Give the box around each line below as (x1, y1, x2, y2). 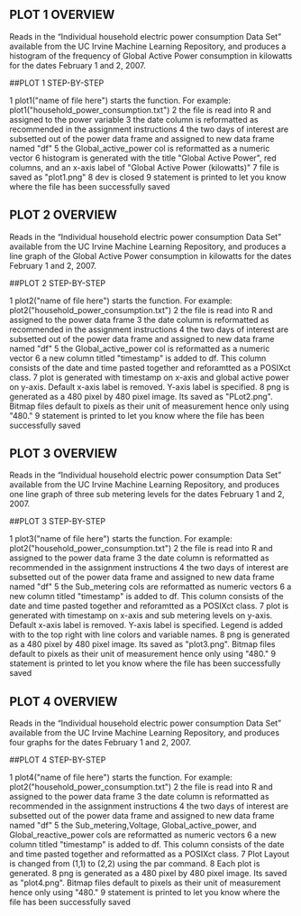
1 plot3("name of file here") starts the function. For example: (9, 533, 233, 544)
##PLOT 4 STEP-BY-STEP (9, 754, 106, 765)
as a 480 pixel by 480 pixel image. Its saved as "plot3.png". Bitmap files (9, 639, 276, 650)
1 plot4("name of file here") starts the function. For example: (9, 772, 233, 783)
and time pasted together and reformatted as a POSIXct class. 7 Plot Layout (9, 848, 290, 860)
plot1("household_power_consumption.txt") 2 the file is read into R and (9, 104, 272, 116)
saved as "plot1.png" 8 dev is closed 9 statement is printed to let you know (9, 171, 287, 182)
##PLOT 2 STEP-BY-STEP (9, 277, 106, 288)
